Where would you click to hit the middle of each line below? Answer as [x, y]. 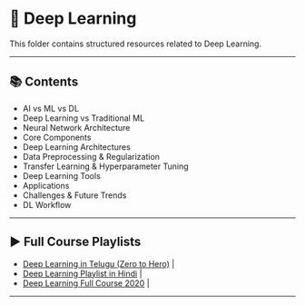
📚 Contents [44, 82]
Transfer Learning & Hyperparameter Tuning [105, 166]
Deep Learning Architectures [77, 147]
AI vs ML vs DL [51, 108]
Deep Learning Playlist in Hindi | [82, 273]
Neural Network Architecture [76, 127]
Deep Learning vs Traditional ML [84, 118]
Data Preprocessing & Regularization [91, 156]
